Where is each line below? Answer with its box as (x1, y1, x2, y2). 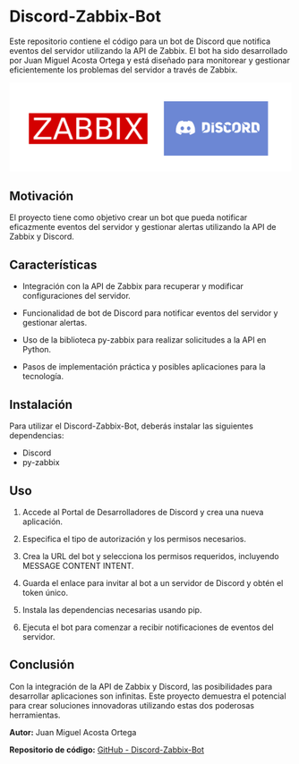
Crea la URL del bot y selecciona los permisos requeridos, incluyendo (21, 550, 279, 561)
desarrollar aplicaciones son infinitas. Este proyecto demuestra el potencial (9, 691, 286, 701)
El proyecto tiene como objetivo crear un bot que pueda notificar (9, 212, 248, 223)
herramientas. (9, 709, 61, 720)
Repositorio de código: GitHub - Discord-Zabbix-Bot (9, 744, 204, 755)
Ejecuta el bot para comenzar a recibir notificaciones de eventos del (21, 622, 275, 632)
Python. (21, 344, 52, 355)
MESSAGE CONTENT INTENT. (21, 560, 134, 571)
